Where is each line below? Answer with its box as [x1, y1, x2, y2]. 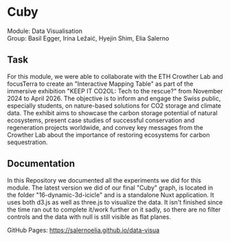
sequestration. [7, 138, 48, 146]
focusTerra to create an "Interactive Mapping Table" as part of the [7, 80, 194, 88]
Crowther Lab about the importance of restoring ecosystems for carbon [7, 130, 210, 139]
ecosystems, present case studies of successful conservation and [7, 116, 195, 124]
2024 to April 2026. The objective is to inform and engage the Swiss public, [7, 94, 221, 102]
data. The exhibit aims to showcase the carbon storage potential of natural [7, 108, 218, 117]
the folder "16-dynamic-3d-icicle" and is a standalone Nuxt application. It [7, 190, 214, 199]
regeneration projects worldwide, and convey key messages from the [7, 123, 204, 131]
